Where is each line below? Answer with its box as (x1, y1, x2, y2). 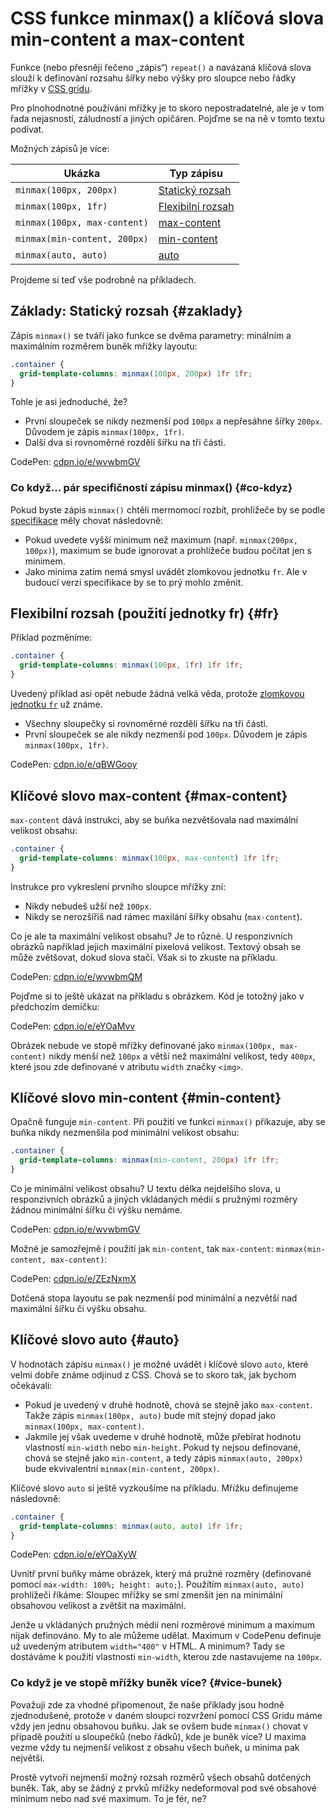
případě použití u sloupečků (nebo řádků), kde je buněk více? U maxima (10, 1730, 307, 1742)
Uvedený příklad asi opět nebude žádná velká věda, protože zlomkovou (10, 688, 305, 700)
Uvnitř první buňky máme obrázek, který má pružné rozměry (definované (10, 1568, 312, 1580)
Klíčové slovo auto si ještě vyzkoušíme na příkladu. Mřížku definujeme (10, 1482, 299, 1494)
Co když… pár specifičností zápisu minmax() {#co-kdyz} (10, 481, 293, 495)
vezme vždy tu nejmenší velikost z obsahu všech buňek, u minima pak (10, 1741, 300, 1753)
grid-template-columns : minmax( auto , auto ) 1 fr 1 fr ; (19, 1521, 244, 1531)
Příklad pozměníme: (10, 632, 93, 644)
